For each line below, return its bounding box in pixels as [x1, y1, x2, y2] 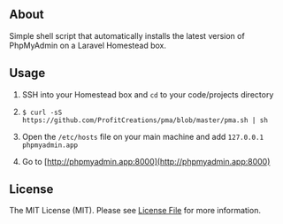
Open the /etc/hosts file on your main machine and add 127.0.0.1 [21, 131, 264, 142]
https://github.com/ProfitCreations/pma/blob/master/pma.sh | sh [21, 115, 268, 125]
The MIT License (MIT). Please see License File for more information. [9, 205, 261, 216]
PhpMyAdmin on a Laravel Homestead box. [9, 40, 166, 50]
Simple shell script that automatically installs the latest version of [9, 30, 245, 41]
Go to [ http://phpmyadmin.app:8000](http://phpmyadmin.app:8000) [21, 156, 271, 166]
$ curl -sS [21, 108, 63, 117]
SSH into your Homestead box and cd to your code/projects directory [21, 89, 274, 100]
